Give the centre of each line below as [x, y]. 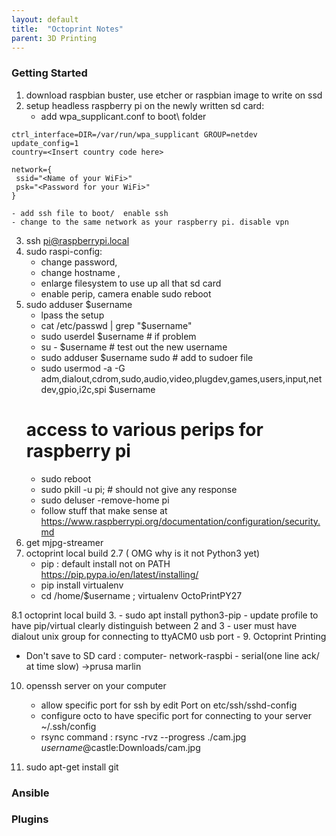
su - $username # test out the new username [134, 347]
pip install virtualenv [82, 585]
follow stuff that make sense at [104, 510]
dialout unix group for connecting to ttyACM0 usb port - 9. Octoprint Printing [169, 636]
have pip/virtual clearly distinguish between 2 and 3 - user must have [154, 625]
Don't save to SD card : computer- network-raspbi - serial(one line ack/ [172, 655]
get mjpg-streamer [64, 542]
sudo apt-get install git [72, 767]
